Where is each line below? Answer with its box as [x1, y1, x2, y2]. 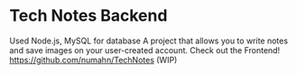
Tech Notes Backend [9, 5, 168, 26]
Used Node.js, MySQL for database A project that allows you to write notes [9, 35, 289, 46]
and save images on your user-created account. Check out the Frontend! [9, 44, 281, 55]
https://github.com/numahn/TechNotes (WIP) [9, 54, 178, 65]
